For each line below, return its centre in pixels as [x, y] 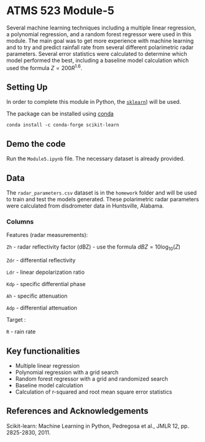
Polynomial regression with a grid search [67, 372]
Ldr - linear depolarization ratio [45, 272]
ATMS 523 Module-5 [60, 11]
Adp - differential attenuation [42, 308]
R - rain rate [21, 331]
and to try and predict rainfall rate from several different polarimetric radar [100, 47]
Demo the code [36, 144]
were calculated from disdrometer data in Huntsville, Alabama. [85, 206]
